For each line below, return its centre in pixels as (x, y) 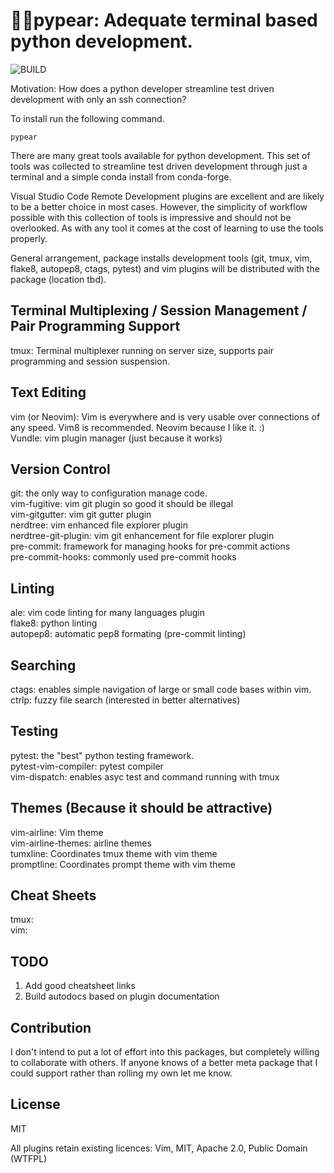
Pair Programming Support (95, 326)
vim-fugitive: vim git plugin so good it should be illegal (122, 504)
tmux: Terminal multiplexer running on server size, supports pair (142, 350)
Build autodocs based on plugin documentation (122, 996)
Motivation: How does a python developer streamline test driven (142, 88)
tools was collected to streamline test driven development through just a (159, 166)
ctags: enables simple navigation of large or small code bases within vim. (161, 689)
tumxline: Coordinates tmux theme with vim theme (114, 853)
